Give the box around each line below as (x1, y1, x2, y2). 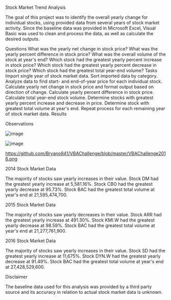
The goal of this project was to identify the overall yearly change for (5, 14, 148, 20)
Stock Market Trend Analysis (5, 5, 66, 10)
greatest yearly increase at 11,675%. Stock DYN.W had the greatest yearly (5, 253, 161, 259)
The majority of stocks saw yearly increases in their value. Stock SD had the (5, 247, 166, 254)
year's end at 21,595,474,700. (5, 192, 68, 198)
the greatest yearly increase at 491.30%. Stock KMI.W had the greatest (5, 217, 155, 223)
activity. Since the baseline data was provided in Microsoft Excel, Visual (5, 25, 156, 31)
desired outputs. (5, 36, 40, 42)
